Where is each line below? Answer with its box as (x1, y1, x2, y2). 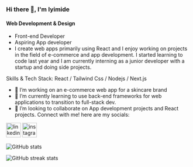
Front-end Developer (14, 33, 66, 40)
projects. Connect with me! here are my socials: (14, 111, 130, 119)
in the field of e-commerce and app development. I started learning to (14, 51, 183, 58)
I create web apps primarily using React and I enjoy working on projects (14, 45, 188, 52)
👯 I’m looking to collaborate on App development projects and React (14, 105, 179, 112)
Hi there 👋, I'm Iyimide (6, 5, 70, 13)
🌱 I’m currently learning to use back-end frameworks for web (14, 93, 162, 100)
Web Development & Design (6, 20, 75, 27)
